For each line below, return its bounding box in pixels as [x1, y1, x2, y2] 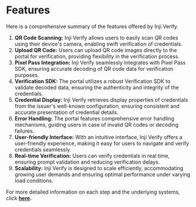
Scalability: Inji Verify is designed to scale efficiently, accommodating [14, 164, 184, 171]
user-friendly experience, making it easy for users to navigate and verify [14, 140, 189, 147]
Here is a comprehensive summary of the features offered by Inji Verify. [6, 23, 178, 30]
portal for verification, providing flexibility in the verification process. [14, 53, 180, 60]
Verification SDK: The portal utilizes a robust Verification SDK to [14, 77, 171, 85]
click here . [6, 194, 32, 202]
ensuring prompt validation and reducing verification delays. [14, 158, 160, 165]
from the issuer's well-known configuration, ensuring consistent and [14, 102, 180, 109]
